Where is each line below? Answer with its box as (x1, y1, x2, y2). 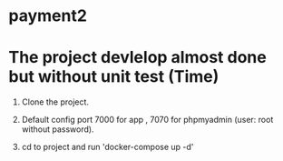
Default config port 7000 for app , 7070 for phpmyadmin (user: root (21, 115, 274, 126)
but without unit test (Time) (8, 66, 220, 87)
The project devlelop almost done (8, 47, 267, 68)
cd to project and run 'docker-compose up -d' (21, 142, 194, 153)
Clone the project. (21, 96, 90, 107)
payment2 (8, 5, 88, 26)
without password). (21, 124, 94, 135)
